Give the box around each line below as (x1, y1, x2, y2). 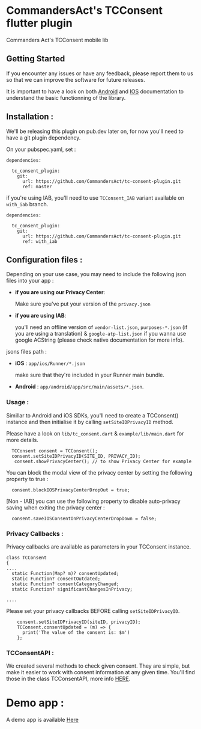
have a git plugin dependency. (6, 134, 81, 141)
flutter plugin (6, 16, 73, 30)
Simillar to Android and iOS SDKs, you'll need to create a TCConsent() (6, 411, 179, 419)
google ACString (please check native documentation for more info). (14, 336, 184, 343)
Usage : (6, 398, 29, 407)
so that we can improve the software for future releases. (6, 76, 145, 83)
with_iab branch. (6, 200, 49, 208)
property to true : (6, 475, 49, 482)
